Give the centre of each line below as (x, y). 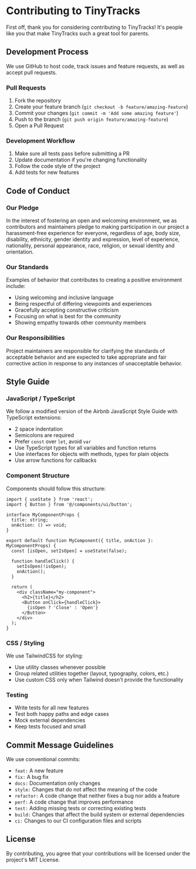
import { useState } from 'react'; (50, 499)
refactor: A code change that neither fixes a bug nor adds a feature (97, 796)
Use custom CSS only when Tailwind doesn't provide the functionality (99, 679)
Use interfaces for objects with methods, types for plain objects (92, 454)
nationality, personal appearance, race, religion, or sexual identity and (90, 246)
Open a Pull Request (39, 125)
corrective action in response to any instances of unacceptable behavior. (94, 363)
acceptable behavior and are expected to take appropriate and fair (86, 357)
